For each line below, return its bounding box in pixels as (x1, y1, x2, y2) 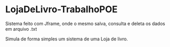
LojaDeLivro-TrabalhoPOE (5, 4, 118, 15)
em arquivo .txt (5, 26, 37, 32)
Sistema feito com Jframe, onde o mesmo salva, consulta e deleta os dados (5, 20, 165, 27)
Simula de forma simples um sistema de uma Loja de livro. (5, 36, 128, 42)
